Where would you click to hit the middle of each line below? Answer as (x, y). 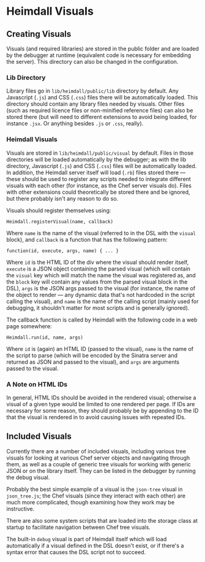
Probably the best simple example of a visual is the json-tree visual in (95, 489)
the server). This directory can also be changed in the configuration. (92, 62)
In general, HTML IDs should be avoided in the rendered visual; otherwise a (101, 398)
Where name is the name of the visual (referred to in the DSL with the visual (101, 233)
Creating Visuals (39, 34)
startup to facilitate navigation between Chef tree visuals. (79, 527)
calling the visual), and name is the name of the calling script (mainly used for (102, 301)
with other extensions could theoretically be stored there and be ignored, (99, 192)
